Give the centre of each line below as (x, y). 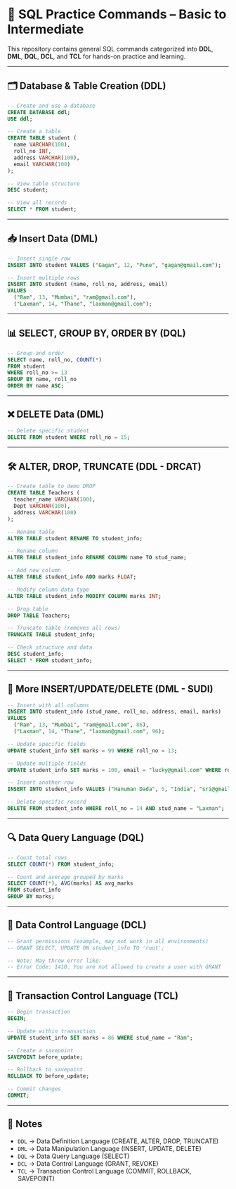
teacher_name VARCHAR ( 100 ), (55, 499)
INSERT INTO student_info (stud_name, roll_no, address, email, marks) (114, 712)
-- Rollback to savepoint (45, 1070)
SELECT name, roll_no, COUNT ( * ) (54, 360)
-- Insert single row (39, 259)
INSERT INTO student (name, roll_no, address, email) (88, 285)
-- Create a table (34, 132)
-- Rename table (31, 532)
